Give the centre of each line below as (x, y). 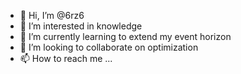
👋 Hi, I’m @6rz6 (52, 15)
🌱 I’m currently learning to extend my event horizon (125, 36)
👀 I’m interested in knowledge (81, 26)
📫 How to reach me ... (66, 58)
